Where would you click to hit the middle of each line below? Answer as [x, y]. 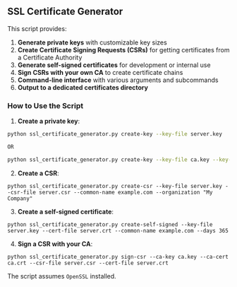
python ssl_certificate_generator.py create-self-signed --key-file [110, 224]
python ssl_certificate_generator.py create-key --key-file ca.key [109, 159]
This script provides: [37, 28]
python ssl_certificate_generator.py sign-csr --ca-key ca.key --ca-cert [118, 257]
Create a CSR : [38, 173]
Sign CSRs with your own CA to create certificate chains [100, 72]
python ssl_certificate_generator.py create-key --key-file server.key [115, 134]
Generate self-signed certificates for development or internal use [114, 65]
